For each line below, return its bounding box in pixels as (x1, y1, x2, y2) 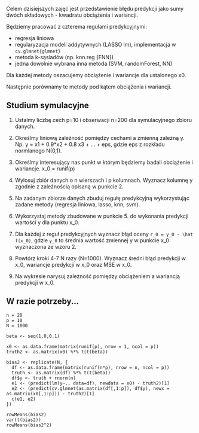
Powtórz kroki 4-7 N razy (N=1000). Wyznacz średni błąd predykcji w (14, 254, 186, 262)
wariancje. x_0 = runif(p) (14, 164, 75, 172)
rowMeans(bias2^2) (6, 422, 52, 428)
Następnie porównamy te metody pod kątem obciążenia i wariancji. (6, 83, 172, 90)
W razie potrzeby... (6, 296, 79, 307)
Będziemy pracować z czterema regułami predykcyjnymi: (6, 23, 148, 30)
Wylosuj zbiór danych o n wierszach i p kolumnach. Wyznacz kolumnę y (14, 176, 193, 184)
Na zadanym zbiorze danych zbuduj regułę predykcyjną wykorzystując (14, 194, 190, 202)
